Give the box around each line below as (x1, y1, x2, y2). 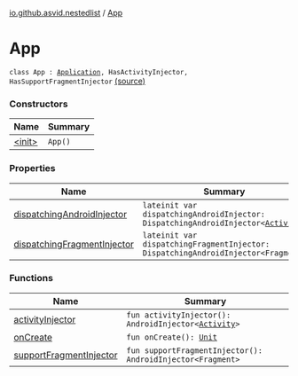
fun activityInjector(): (126, 309, 231, 320)
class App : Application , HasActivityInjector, (9, 67, 189, 76)
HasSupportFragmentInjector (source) (9, 75, 146, 86)
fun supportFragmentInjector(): (126, 345, 263, 356)
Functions (9, 272, 53, 285)
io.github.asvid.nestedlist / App (9, 8, 123, 18)
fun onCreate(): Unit (126, 332, 217, 342)
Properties (9, 162, 56, 175)
